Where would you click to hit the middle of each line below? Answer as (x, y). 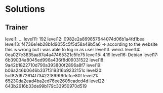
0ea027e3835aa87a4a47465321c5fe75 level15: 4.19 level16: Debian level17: (82, 55)
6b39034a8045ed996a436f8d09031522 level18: (55, 60)
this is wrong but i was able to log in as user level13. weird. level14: (73, 49)
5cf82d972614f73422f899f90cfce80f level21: (52, 76)
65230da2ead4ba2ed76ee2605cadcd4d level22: (55, 81)
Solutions (25, 9)
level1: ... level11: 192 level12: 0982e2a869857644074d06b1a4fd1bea (75, 39)
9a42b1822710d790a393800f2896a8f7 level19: (54, 65)
